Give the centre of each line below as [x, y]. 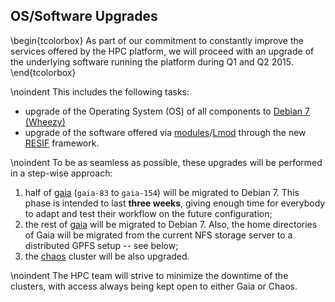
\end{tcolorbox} [43, 72]
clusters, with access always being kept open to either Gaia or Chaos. [154, 286]
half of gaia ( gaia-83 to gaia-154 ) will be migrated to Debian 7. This [162, 192]
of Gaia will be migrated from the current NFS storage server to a [158, 235]
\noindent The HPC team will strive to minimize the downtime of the [149, 275]
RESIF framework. [62, 143]
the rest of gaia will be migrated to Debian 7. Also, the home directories [171, 224]
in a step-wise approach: [61, 173]
